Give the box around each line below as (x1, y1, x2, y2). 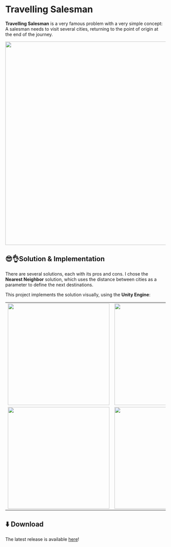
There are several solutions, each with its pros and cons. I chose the (5, 270, 149, 277)
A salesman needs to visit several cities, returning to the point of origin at (5, 26, 159, 32)
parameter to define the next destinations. (5, 282, 94, 288)
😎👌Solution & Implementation (5, 255, 105, 263)
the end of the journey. (5, 31, 53, 37)
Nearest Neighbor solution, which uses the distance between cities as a (5, 276, 157, 282)
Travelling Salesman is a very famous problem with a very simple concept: (5, 20, 163, 27)
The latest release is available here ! (5, 536, 79, 542)
